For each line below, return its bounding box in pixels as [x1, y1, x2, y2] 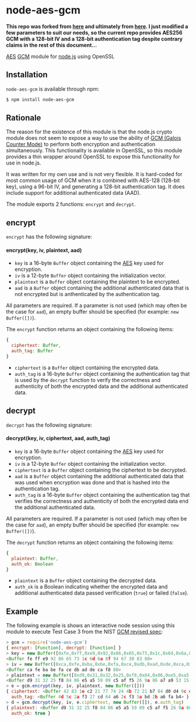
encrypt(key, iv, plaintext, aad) [6, 246, 82, 253]
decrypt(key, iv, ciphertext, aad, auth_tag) [6, 435, 111, 442]
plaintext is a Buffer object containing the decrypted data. [14, 577, 157, 584]
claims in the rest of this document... [6, 42, 97, 49]
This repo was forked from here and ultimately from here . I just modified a [6, 23, 188, 30]
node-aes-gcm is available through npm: [6, 85, 100, 92]
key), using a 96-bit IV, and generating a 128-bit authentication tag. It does [6, 183, 185, 190]
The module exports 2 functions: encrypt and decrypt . [6, 201, 136, 208]
